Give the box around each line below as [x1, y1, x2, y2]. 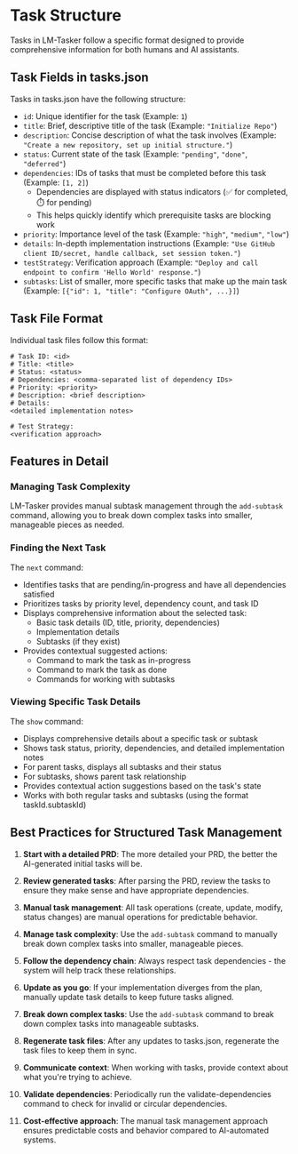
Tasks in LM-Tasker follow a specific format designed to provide [10, 35, 245, 45]
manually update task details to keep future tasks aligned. [22, 991, 234, 1002]
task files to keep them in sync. [22, 1045, 137, 1055]
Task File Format [10, 311, 104, 326]
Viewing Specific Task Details [10, 695, 141, 708]
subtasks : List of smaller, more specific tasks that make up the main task [22, 276, 287, 286]
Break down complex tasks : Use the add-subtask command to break [22, 1008, 274, 1019]
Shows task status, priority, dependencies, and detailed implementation [22, 742, 285, 753]
